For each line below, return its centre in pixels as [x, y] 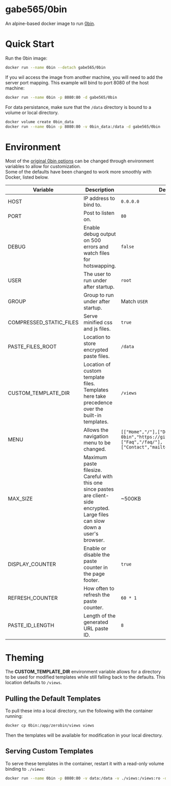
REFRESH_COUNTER [33, 598]
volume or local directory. [32, 113]
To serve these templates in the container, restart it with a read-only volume [85, 763]
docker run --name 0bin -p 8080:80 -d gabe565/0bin [61, 97]
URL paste [96, 629]
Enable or [95, 548]
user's [91, 534]
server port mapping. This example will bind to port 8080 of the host [77, 82]
